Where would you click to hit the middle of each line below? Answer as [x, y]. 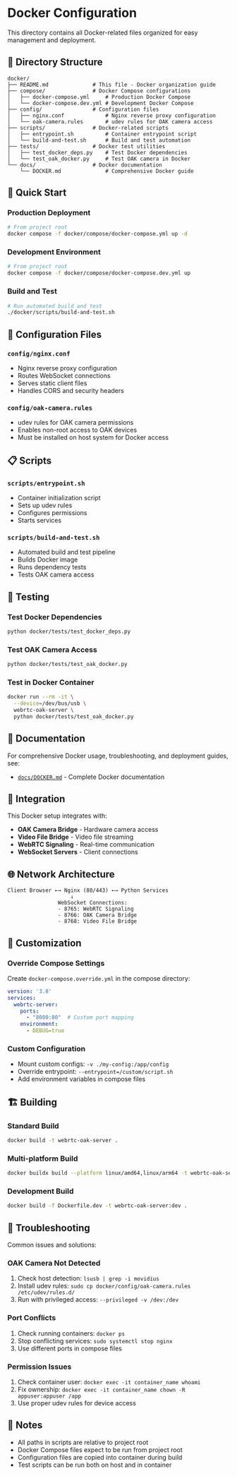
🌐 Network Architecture [61, 874]
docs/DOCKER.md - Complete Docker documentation [91, 777]
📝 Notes [25, 1426]
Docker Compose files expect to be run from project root [100, 1450]
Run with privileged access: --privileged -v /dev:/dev [98, 1300]
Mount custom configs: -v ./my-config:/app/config [93, 1064]
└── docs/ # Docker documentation [85, 165]
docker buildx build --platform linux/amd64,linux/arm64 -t [98, 1173]
